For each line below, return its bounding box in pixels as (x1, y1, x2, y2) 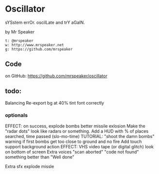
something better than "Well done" (5, 154, 74, 160)
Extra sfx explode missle (5, 163, 54, 169)
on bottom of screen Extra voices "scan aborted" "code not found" (5, 149, 139, 155)
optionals (5, 112, 28, 119)
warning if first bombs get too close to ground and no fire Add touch (5, 139, 142, 144)
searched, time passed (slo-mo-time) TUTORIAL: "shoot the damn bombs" (5, 133, 155, 139)
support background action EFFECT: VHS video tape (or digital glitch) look (5, 143, 154, 149)
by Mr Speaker (5, 29, 35, 35)
